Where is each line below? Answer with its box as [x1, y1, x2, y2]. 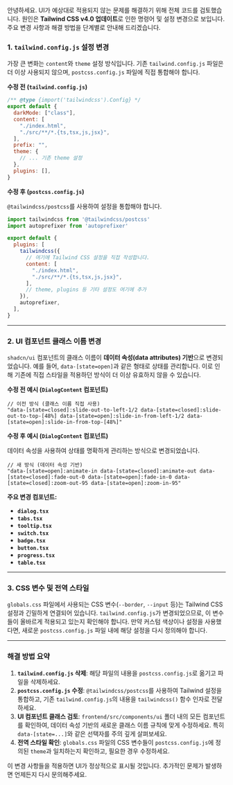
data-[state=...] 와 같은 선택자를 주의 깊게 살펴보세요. [17, 730, 168, 738]
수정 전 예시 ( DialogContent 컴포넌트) [7, 385, 109, 394]
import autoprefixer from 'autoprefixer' [7, 222, 129, 229]
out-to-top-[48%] [7, 413, 58, 420]
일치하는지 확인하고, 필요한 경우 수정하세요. [53, 747, 170, 755]
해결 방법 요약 [7, 652, 51, 662]
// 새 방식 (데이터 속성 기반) [7, 461, 83, 469]
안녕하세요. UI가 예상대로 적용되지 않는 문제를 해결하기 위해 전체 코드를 [7, 6, 199, 14]
